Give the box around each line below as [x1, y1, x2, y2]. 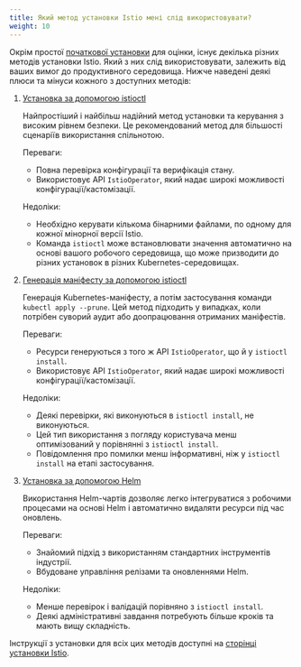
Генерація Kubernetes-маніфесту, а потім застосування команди [22, 292, 272, 302]
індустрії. [35, 556, 72, 567]
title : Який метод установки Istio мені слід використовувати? [9, 13, 252, 23]
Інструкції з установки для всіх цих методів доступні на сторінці [9, 637, 257, 648]
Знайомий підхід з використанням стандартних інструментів [35, 547, 271, 558]
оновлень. [22, 512, 63, 523]
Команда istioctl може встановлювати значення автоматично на [35, 237, 293, 248]
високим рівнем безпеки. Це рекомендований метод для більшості [22, 119, 283, 131]
